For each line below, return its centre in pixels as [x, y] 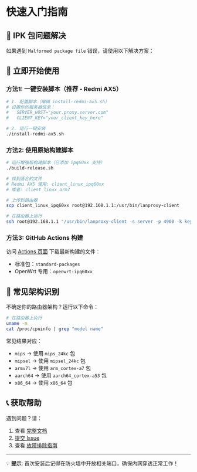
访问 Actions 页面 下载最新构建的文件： [53, 252]
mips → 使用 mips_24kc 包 [45, 353]
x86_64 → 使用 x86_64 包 [43, 382]
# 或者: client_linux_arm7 [38, 189]
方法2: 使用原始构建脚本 [40, 150]
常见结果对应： [24, 341]
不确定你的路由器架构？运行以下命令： [52, 307]
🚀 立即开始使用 [33, 71]
